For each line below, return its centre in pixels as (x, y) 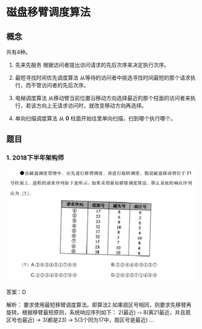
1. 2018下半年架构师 (35, 158)
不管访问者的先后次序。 (60, 85)
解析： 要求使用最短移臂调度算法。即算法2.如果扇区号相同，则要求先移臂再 (99, 305)
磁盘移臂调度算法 (49, 12)
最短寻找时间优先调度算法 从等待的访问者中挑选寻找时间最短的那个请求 (103, 78)
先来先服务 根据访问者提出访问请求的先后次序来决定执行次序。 (92, 65)
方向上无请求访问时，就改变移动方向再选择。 (91, 105)
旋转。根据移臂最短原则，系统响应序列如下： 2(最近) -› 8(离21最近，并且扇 (99, 312)
